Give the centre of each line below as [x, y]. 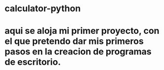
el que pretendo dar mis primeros [74, 41]
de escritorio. [33, 62]
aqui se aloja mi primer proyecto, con [82, 31]
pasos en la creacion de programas [78, 52]
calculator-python [43, 9]
